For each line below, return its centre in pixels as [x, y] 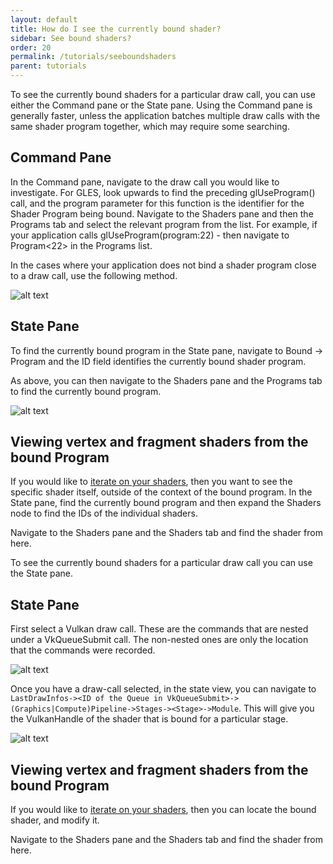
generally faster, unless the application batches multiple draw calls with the [165, 115]
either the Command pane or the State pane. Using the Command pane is [161, 105]
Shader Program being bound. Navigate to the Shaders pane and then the [162, 213]
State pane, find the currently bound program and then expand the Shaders [166, 503]
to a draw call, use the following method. [94, 275]
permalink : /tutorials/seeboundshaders [93, 57]
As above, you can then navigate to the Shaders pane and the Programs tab [166, 380]
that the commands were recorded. [83, 650]
